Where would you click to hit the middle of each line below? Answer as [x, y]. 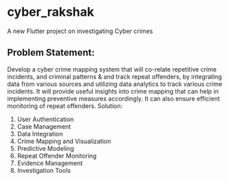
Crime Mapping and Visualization [64, 141]
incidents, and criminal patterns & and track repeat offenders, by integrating [115, 76]
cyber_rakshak [51, 12]
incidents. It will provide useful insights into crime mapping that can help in [113, 91]
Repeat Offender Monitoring [57, 156]
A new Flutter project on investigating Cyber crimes [80, 31]
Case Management [44, 126]
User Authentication [45, 119]
